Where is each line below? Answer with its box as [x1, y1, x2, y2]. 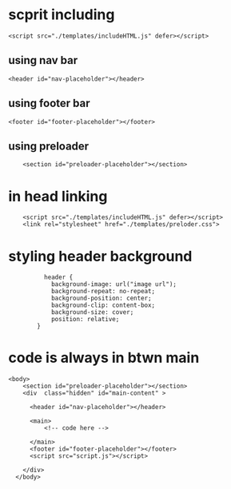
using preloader [8, 139, 90, 153]
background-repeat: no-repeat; [50, 288, 156, 296]
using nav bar [8, 54, 78, 67]
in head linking [8, 187, 108, 205]
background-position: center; [50, 294, 152, 303]
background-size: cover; [50, 308, 134, 316]
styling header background [8, 247, 193, 265]
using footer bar [8, 97, 90, 110]
